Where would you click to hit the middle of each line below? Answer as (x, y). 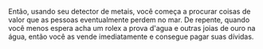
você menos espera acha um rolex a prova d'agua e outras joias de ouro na (132, 28)
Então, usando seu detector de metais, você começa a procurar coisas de (130, 11)
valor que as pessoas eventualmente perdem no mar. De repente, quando (129, 20)
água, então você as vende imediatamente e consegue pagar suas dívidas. (131, 36)
